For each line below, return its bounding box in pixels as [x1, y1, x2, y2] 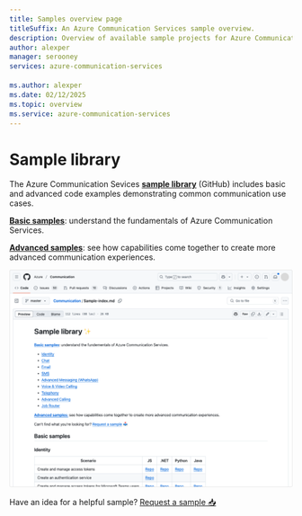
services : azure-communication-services [9, 62, 164, 71]
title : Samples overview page [9, 14, 123, 23]
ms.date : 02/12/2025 [9, 90, 87, 99]
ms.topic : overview [9, 100, 83, 109]
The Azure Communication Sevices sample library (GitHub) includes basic [9, 179, 286, 190]
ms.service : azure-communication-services [9, 109, 171, 119]
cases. [9, 198, 34, 209]
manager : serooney [9, 52, 78, 62]
